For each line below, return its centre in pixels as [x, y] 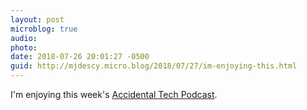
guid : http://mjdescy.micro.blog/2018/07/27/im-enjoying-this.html [154, 66]
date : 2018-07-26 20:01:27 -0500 [80, 57]
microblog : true [44, 29]
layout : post [37, 19]
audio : [24, 38]
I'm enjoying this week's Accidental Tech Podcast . [114, 94]
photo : [24, 47]
